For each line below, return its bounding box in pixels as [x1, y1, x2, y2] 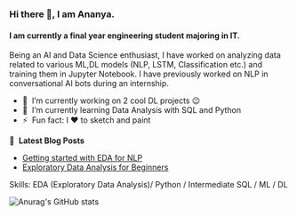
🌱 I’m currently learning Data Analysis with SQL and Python [21, 105, 242, 116]
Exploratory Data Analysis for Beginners [21, 162, 169, 172]
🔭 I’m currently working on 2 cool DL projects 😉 [21, 95, 201, 106]
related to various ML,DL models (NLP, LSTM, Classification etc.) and [9, 60, 263, 70]
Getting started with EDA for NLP [21, 153, 143, 164]
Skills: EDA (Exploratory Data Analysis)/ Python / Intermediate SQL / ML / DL [9, 180, 288, 190]
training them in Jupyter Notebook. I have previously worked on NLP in [9, 68, 269, 79]
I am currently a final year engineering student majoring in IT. [9, 30, 240, 41]
